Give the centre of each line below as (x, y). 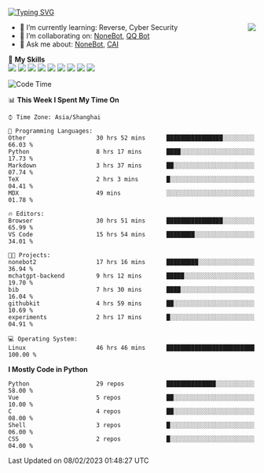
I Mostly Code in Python (48, 369)
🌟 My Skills (27, 60)
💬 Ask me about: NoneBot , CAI (69, 44)
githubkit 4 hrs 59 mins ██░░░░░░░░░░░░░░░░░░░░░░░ (132, 304)
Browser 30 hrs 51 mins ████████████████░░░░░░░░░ (132, 221)
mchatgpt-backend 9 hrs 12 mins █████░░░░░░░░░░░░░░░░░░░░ (132, 276)
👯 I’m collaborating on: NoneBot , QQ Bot (84, 36)
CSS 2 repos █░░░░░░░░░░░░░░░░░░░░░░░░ (132, 439)
